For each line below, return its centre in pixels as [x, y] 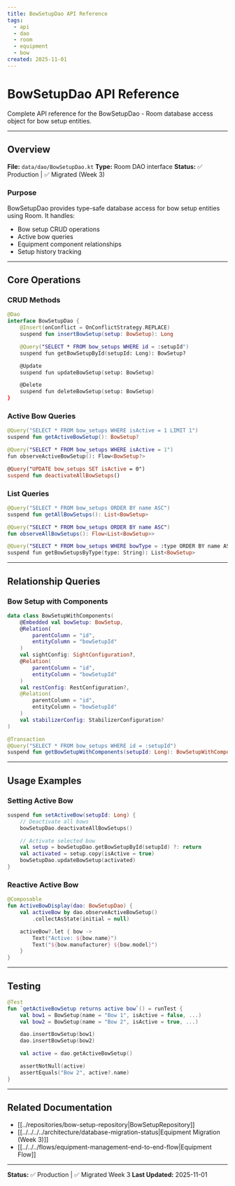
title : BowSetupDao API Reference [58, 14]
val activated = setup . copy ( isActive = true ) [87, 854]
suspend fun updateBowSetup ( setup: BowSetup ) [87, 372]
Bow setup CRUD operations [58, 229]
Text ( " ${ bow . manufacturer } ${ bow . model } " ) [95, 945]
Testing [24, 986]
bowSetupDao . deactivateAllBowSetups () [76, 828]
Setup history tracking [49, 251]
